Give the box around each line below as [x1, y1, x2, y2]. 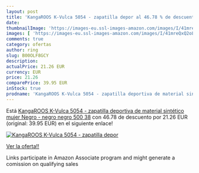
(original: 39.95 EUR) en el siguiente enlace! [6, 119, 114, 127]
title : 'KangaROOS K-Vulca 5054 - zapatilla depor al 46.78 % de [6, 14, 171, 20]
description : [6, 58, 38, 64]
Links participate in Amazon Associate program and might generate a [6, 154, 175, 161]
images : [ [6, 31, 31, 37]
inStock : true [6, 86, 41, 92]
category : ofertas [6, 42, 52, 48]
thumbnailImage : [6, 25, 46, 31]
